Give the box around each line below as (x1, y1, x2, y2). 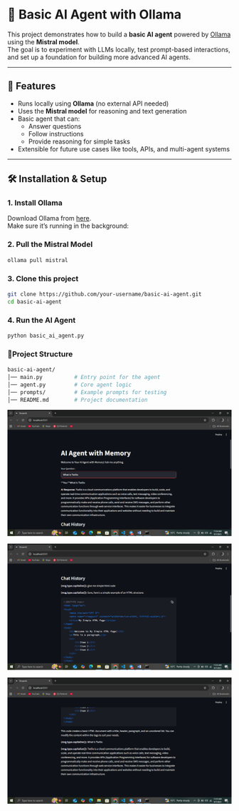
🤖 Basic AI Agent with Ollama (7, 6, 182, 23)
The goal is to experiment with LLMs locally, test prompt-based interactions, (7, 45, 230, 54)
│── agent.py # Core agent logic (7, 381, 132, 388)
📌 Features (7, 80, 56, 92)
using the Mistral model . (7, 37, 80, 46)
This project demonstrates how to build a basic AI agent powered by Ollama (7, 30, 231, 39)
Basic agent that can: (17, 114, 80, 123)
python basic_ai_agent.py (7, 332, 84, 339)
